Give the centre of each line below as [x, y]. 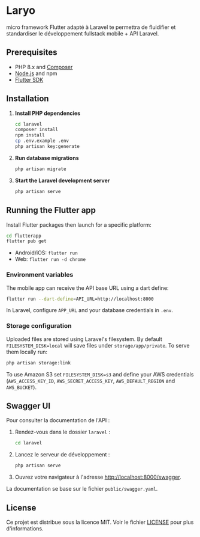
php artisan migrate [40, 169]
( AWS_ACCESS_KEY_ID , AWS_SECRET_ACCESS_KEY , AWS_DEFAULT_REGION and [91, 381]
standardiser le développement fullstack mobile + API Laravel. [83, 33]
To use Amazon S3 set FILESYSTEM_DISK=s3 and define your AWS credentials [100, 374]
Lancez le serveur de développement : [62, 455]
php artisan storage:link [38, 363]
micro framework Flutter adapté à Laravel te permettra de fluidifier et [91, 27]
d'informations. [25, 528]
